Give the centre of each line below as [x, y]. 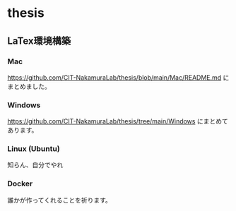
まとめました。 [29, 86]
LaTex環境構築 [39, 41]
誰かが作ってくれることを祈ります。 [59, 200]
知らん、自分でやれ [35, 165]
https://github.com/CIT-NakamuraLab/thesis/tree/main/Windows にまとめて [118, 121]
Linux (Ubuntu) [34, 149]
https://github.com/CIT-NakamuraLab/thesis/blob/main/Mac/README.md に [118, 77]
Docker [20, 183]
